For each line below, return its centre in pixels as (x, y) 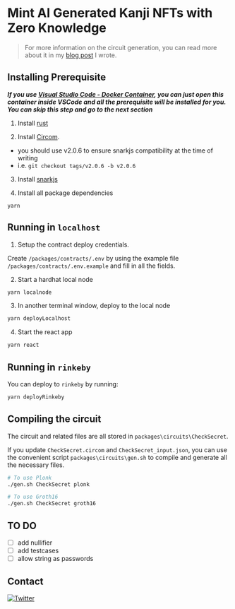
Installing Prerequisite (57, 77)
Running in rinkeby (49, 367)
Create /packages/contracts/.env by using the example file (93, 258)
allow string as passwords (55, 559)
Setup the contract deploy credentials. (73, 244)
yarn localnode (30, 292)
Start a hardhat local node (55, 279)
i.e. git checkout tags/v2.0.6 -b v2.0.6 (77, 165)
